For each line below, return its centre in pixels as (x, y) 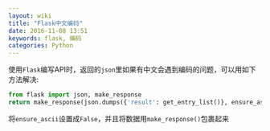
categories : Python (41, 46)
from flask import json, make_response (75, 95)
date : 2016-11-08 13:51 (48, 31)
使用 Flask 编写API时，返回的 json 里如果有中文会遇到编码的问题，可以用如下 (132, 70)
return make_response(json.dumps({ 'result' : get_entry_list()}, (118, 102)
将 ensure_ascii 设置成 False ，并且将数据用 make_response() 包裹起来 (119, 118)
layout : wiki (30, 16)
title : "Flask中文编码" (45, 23)
